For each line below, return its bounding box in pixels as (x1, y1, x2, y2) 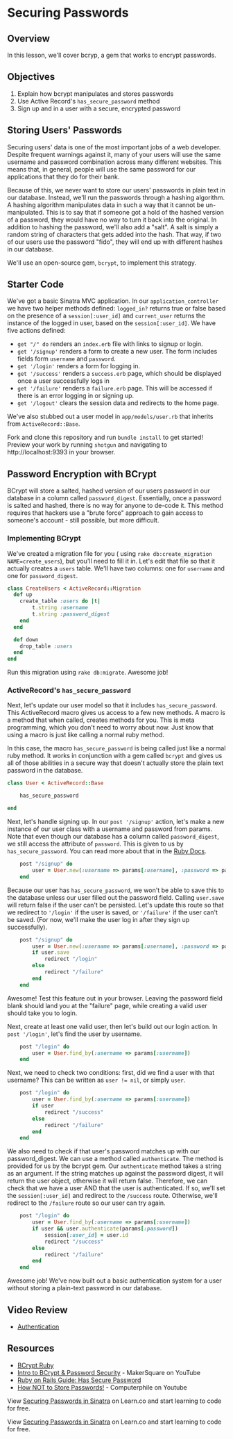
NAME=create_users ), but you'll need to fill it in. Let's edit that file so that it (7, 557, 216, 565)
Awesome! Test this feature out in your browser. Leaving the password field (7, 994, 223, 1002)
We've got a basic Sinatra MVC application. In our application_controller (7, 297, 219, 305)
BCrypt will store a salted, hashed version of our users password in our (7, 486, 210, 495)
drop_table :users (19, 643, 73, 650)
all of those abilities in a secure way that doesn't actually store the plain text (7, 759, 224, 767)
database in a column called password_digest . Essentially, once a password (7, 494, 222, 502)
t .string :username (32, 605, 89, 611)
